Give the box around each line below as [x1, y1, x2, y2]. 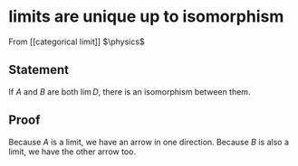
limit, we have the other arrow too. [8, 146, 137, 157]
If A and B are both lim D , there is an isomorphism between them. [8, 86, 251, 97]
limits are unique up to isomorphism [8, 6, 284, 27]
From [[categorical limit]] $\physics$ [8, 36, 146, 47]
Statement [8, 62, 70, 78]
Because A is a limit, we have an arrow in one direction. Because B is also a [8, 136, 290, 147]
